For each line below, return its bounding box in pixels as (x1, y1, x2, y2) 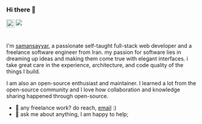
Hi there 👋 (6, 5, 37, 14)
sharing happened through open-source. (6, 93, 109, 100)
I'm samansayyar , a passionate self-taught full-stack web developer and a (6, 42, 192, 50)
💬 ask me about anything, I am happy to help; (15, 111, 129, 118)
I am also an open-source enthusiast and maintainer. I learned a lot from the (6, 80, 197, 87)
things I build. (6, 68, 41, 75)
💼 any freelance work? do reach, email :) (15, 104, 117, 111)
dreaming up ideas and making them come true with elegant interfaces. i (6, 55, 189, 62)
